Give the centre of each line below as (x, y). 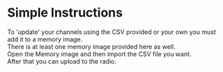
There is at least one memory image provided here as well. (91, 46)
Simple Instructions (65, 13)
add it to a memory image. (45, 39)
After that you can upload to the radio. (62, 61)
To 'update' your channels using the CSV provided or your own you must (111, 32)
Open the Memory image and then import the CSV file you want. (99, 54)
